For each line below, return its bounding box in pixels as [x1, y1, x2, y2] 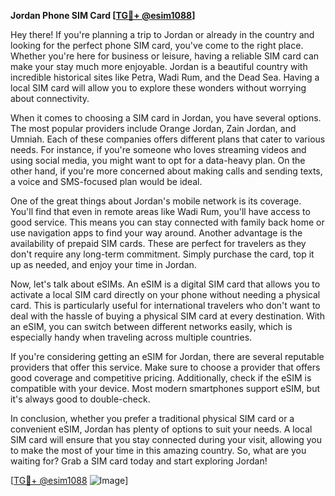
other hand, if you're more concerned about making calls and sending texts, [10, 165, 323, 177]
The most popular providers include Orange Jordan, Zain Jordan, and [10, 123, 297, 134]
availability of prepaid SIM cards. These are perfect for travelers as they [10, 238, 307, 249]
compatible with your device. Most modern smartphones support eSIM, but [10, 383, 321, 394]
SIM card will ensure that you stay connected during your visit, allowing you [10, 434, 323, 445]
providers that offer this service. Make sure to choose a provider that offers [10, 361, 321, 373]
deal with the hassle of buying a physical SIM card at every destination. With [10, 310, 325, 322]
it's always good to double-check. [10, 393, 151, 405]
